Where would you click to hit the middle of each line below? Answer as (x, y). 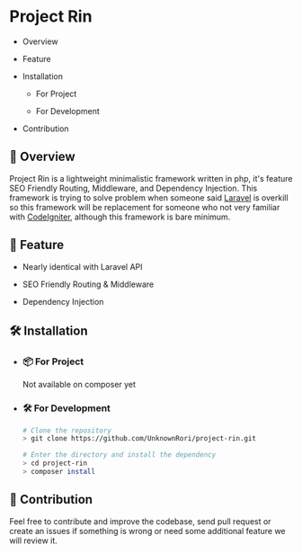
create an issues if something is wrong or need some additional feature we (147, 531)
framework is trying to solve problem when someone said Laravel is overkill (149, 197)
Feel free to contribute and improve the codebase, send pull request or (140, 521)
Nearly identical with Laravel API (82, 266)
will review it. (34, 540)
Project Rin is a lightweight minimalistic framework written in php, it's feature (151, 178)
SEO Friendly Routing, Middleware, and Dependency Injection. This (133, 188)
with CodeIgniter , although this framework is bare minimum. (120, 217)
